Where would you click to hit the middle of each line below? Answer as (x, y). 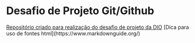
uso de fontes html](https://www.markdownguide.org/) (73, 33)
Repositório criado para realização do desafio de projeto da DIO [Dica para (97, 27)
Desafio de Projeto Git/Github (80, 11)
